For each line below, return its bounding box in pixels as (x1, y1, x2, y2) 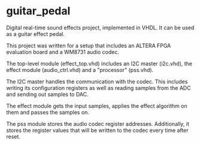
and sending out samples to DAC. (6, 90, 89, 98)
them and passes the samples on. (6, 108, 90, 116)
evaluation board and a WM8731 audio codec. (6, 48, 120, 55)
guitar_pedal (6, 4, 71, 18)
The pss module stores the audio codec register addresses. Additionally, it (6, 120, 190, 127)
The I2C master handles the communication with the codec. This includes (6, 78, 188, 85)
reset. (6, 133, 21, 140)
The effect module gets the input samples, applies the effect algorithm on (6, 102, 187, 109)
